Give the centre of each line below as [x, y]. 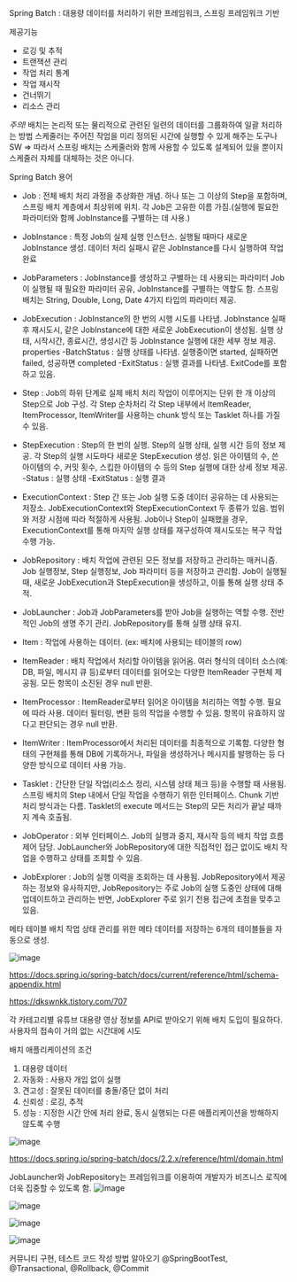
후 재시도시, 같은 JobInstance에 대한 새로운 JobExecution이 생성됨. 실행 [148, 330]
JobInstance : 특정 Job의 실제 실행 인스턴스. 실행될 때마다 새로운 [135, 237]
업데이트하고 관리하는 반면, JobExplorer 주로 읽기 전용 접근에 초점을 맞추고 [151, 899]
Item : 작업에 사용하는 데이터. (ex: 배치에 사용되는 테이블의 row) [132, 642]
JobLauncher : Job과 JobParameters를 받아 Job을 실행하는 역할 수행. [145, 612]
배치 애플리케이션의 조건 [51, 1049]
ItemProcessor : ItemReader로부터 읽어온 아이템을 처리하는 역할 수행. [143, 702]
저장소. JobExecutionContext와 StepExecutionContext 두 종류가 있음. [145, 508]
